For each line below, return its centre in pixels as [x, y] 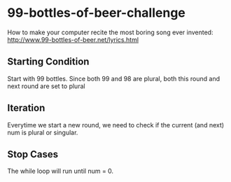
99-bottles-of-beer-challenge [96, 13]
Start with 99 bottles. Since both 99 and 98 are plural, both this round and [114, 78]
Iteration [26, 108]
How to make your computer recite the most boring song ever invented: [110, 32]
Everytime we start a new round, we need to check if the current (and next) [116, 125]
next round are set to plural [46, 86]
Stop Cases [33, 154]
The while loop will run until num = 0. [61, 171]
